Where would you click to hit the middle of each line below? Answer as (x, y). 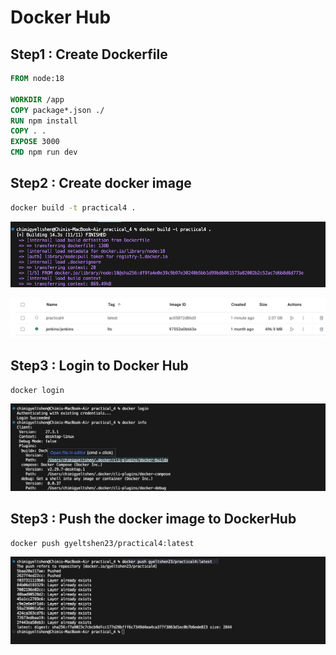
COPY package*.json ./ (57, 110)
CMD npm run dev (44, 152)
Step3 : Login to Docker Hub (99, 366)
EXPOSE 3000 (35, 142)
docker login (37, 390)
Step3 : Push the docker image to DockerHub (153, 519)
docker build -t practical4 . (73, 207)
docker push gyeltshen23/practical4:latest (102, 543)
